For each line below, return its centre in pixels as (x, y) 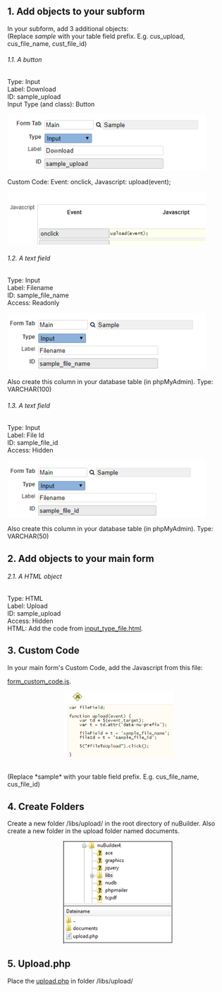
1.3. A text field (29, 406)
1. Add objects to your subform (76, 12)
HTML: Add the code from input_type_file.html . (75, 628)
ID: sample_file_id (33, 442)
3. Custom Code (43, 651)
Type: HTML (25, 599)
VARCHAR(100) (30, 389)
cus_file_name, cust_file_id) (47, 43)
